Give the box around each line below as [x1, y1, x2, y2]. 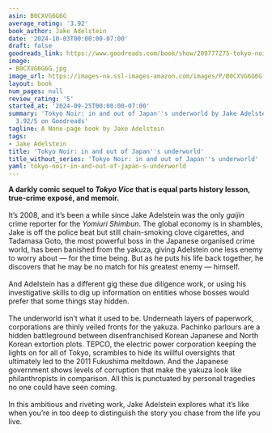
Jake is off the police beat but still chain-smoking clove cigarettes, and [8, 227, 244, 237]
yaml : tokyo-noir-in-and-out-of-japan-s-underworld [8, 163, 186, 171]
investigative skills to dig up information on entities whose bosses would [8, 288, 249, 298]
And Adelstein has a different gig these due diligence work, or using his [8, 279, 247, 289]
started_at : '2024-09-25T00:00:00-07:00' [8, 102, 151, 110]
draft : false [8, 42, 53, 50]
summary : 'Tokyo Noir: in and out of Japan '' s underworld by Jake [8, 110, 237, 118]
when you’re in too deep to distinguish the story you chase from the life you [8, 408, 261, 418]
